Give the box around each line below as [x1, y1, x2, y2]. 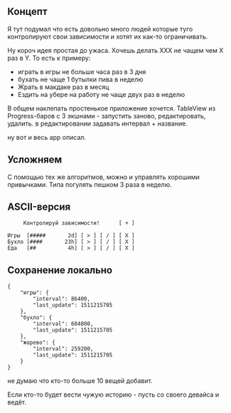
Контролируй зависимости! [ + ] [23, 220, 135, 227]
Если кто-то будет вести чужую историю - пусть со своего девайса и [7, 390, 220, 399]
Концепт [7, 6, 48, 18]
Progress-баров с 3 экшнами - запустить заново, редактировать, [7, 111, 206, 120]
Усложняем [7, 153, 63, 166]
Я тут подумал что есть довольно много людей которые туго [7, 24, 193, 33]
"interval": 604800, [33, 320, 94, 327]
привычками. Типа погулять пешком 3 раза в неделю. [7, 180, 172, 188]
